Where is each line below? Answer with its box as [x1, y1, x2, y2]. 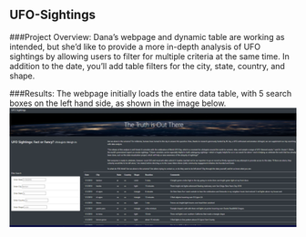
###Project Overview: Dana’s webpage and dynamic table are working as [9, 31, 285, 42]
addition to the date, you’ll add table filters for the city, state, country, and [9, 60, 285, 71]
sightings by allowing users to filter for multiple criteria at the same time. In [9, 50, 290, 62]
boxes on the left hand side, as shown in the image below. [9, 98, 227, 108]
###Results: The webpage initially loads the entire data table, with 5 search [9, 88, 292, 98]
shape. [9, 70, 36, 81]
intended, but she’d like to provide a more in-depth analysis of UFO [9, 41, 261, 52]
